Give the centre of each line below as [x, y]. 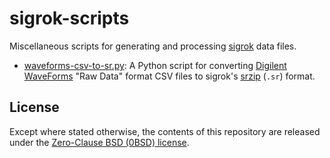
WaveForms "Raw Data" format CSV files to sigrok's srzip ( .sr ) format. [169, 76]
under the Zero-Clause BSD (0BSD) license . [99, 142]
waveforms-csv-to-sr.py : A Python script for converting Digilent [155, 65]
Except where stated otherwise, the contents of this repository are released [165, 131]
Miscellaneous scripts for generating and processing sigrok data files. [153, 46]
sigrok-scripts [69, 18]
